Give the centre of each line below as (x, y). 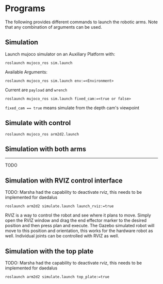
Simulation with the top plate (49, 251)
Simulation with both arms (46, 149)
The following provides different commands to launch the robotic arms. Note (81, 22)
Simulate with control (38, 123)
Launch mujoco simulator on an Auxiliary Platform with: (60, 54)
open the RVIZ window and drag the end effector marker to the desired (76, 220)
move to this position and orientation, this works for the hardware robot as (79, 231)
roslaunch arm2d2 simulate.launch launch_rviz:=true (59, 206)
